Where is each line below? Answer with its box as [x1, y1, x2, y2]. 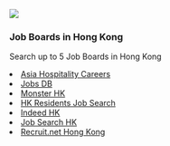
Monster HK [21, 88, 66, 99]
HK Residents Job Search [21, 98, 116, 109]
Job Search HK [21, 117, 78, 128]
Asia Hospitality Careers [21, 69, 111, 80]
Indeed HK [21, 107, 61, 118]
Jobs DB [21, 78, 52, 90]
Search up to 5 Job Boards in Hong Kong [9, 51, 162, 63]
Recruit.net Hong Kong [21, 127, 106, 138]
